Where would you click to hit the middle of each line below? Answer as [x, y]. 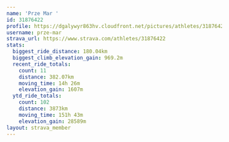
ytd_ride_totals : [37, 96]
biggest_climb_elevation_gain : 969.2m [68, 58]
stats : [16, 45]
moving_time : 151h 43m [51, 115]
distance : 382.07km [46, 77]
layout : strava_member [39, 128]
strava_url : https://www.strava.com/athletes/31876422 [86, 39]
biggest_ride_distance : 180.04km [60, 52]
